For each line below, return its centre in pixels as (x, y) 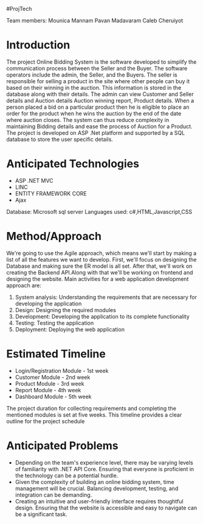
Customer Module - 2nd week (53, 377)
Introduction (38, 45)
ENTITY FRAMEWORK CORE (51, 193)
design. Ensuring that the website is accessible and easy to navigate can (106, 508)
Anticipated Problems (62, 445)
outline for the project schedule (46, 421)
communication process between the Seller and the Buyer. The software (97, 68)
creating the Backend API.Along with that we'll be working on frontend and (100, 272)
